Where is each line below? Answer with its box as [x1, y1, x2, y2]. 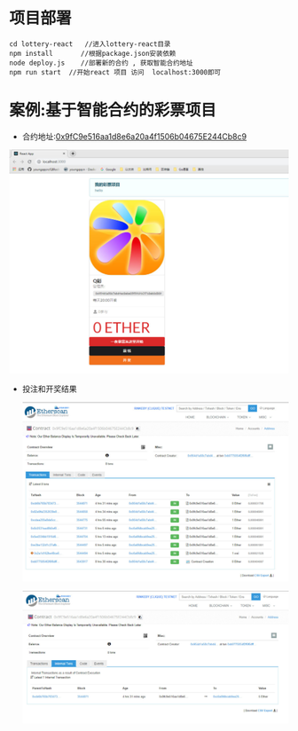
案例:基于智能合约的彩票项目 [9, 100, 217, 121]
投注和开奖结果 [21, 383, 77, 394]
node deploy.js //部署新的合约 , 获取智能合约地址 [9, 59, 193, 67]
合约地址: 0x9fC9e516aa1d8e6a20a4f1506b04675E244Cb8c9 [21, 130, 247, 142]
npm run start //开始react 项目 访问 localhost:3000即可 [9, 67, 222, 76]
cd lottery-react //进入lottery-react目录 [9, 39, 171, 49]
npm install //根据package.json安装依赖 [9, 49, 176, 58]
